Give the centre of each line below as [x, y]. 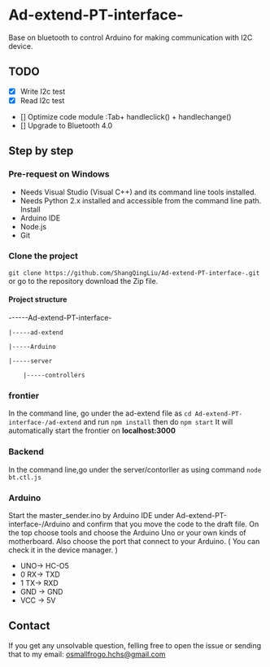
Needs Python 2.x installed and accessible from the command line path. [141, 200]
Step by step [41, 151]
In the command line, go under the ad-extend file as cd [100, 413]
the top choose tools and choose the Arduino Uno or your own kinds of [127, 532]
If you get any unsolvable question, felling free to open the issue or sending [135, 645]
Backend [26, 451]
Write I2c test [43, 91]
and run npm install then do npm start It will [158, 422]
